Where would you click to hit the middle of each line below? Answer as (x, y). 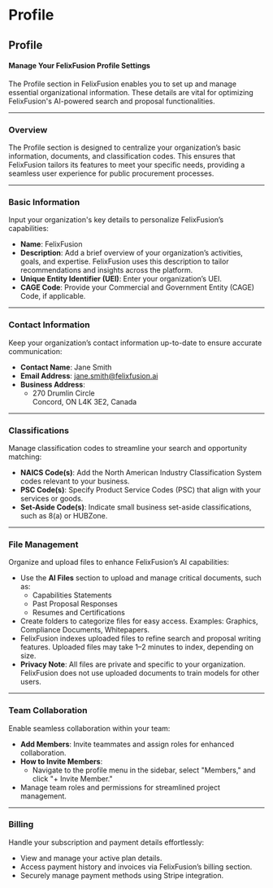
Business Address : (52, 384)
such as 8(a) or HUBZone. (64, 515)
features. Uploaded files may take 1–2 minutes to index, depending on (137, 647)
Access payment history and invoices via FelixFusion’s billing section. (136, 866)
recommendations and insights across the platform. (106, 270)
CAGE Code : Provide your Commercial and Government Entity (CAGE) (137, 287)
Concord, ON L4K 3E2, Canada (84, 401)
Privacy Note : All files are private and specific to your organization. (133, 664)
